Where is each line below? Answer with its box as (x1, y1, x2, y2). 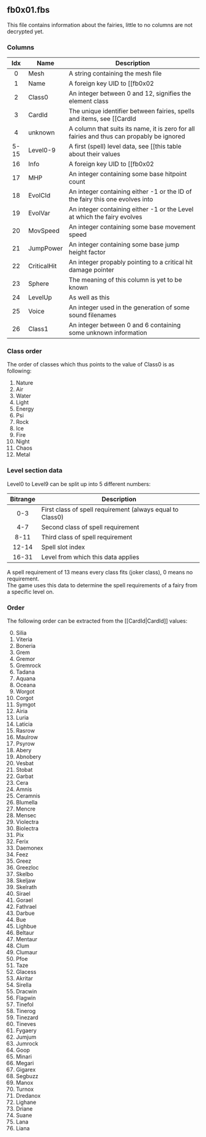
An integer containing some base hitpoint (68, 170, 187, 179)
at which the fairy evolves (68, 213, 142, 222)
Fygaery (15, 1027, 37, 1034)
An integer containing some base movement (68, 223, 196, 231)
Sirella (15, 981, 32, 989)
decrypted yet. (7, 28, 45, 35)
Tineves (15, 1020, 36, 1027)
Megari (15, 1060, 34, 1066)
